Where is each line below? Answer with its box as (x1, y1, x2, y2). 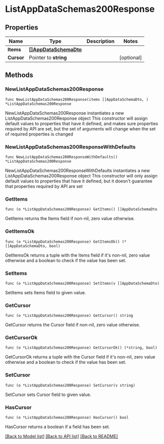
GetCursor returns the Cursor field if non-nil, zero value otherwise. (5, 322, 140, 328)
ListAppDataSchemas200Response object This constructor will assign (5, 115, 148, 121)
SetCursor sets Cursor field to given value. (5, 392, 92, 398)
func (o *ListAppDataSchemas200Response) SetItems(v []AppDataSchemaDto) (5, 281, 160, 286)
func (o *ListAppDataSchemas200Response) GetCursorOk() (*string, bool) (5, 345, 158, 351)
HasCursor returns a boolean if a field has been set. (5, 424, 110, 430)
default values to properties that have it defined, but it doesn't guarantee (5, 178, 153, 184)
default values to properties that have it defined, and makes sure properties (5, 120, 159, 127)
